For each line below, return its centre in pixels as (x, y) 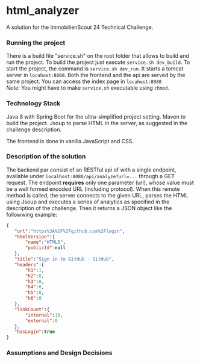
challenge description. (34, 129)
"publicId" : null (45, 248)
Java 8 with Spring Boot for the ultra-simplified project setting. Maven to (96, 116)
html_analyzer (43, 11)
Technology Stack (33, 104)
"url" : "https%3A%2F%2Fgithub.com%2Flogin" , (70, 231)
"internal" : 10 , (44, 315)
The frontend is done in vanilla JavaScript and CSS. (70, 141)
